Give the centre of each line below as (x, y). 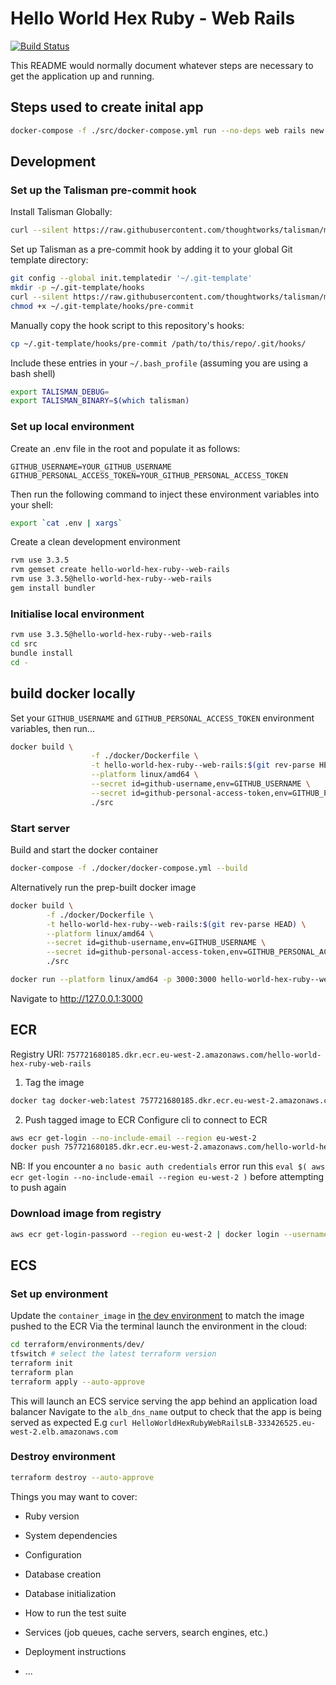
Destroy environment (63, 1457)
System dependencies (71, 1535)
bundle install (42, 653)
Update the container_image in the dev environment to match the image (157, 1316)
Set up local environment (72, 427)
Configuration (53, 1554)
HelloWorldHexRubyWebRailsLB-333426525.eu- (224, 1423)
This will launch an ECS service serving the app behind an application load (164, 1401)
